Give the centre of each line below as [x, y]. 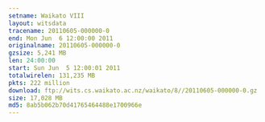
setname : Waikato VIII [46, 16]
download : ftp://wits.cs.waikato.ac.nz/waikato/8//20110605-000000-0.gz [133, 90]
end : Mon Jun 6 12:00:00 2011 [61, 38]
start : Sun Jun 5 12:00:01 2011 [64, 68]
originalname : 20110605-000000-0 [64, 46]
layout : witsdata [37, 23]
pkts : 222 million [39, 83]
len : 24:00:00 [32, 61]
